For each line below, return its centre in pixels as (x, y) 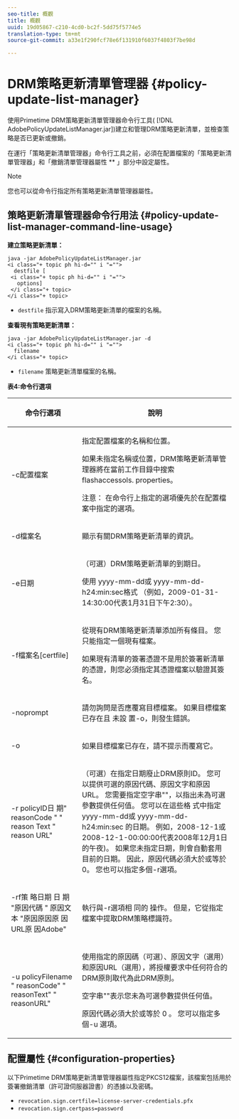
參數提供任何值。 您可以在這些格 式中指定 (152, 805)
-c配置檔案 (30, 474)
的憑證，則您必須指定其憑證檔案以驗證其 (149, 669)
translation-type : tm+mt (44, 34)
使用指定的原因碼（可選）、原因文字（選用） (155, 956)
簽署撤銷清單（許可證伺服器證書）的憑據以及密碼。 (82, 1086)
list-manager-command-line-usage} (90, 227)
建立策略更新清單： (36, 245)
